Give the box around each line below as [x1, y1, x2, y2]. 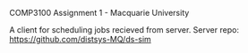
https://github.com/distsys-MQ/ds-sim [9, 34, 152, 44]
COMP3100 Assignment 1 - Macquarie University [9, 8, 190, 18]
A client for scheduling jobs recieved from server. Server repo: [9, 25, 240, 34]
